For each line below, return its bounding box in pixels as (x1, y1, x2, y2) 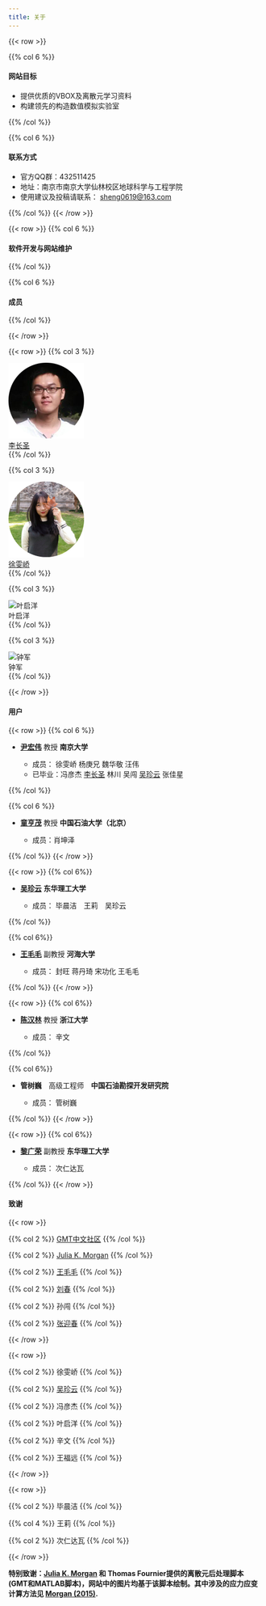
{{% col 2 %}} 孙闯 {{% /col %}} (8, 1301, 115, 1311)
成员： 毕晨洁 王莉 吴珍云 (31, 900, 127, 910)
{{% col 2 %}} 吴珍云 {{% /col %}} (8, 1384, 123, 1393)
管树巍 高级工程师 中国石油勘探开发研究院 (19, 1080, 169, 1090)
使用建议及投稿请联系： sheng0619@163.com (19, 192, 172, 202)
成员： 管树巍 (31, 1098, 77, 1107)
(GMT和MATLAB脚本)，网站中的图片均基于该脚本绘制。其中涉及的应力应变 (8, 1579, 258, 1588)
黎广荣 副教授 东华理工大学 (19, 1146, 110, 1156)
